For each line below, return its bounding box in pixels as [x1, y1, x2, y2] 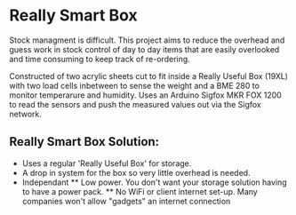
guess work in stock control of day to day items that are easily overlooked [9, 44, 280, 54]
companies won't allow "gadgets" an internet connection [21, 195, 231, 206]
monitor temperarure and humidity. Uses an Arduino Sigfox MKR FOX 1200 [9, 90, 282, 100]
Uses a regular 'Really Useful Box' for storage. [21, 157, 192, 169]
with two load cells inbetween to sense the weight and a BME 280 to [9, 80, 260, 91]
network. [9, 108, 43, 119]
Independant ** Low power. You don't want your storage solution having [21, 177, 287, 187]
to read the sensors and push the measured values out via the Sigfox [9, 99, 261, 109]
